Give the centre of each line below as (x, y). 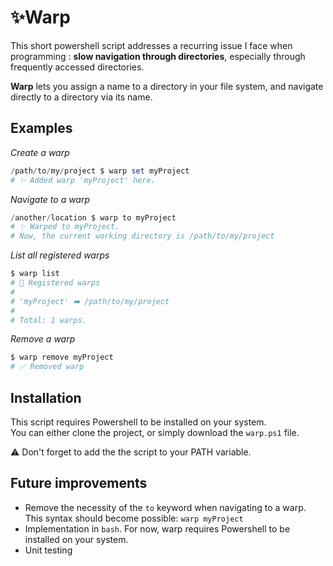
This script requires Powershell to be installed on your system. (138, 422)
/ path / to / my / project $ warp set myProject (100, 171)
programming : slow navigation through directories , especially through (158, 56)
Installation (46, 397)
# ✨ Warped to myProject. (65, 227)
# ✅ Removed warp (47, 367)
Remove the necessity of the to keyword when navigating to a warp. (165, 507)
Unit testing (48, 550)
